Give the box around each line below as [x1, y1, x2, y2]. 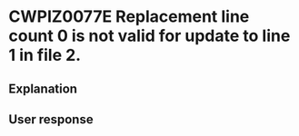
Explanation [8, 81, 78, 96]
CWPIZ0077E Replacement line [8, 6, 250, 27]
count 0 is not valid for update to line [8, 25, 291, 46]
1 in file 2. [8, 45, 82, 65]
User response [8, 112, 94, 127]
